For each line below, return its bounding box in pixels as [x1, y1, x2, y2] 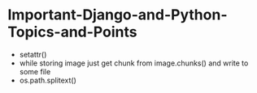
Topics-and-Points [7, 23, 137, 41]
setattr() [19, 49, 47, 59]
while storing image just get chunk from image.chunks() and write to [19, 58, 249, 68]
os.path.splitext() [19, 75, 76, 85]
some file [19, 66, 51, 76]
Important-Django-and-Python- [7, 6, 228, 24]
